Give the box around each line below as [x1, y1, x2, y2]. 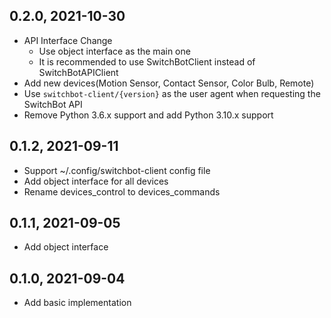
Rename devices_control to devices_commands [23, 185, 221, 198]
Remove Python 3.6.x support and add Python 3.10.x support [23, 109, 274, 121]
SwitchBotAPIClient [38, 66, 119, 78]
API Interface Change [23, 34, 113, 46]
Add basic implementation [23, 297, 132, 309]
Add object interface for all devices [23, 175, 169, 187]
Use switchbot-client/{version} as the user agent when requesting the [23, 87, 321, 99]
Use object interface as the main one [38, 45, 191, 57]
